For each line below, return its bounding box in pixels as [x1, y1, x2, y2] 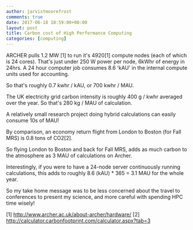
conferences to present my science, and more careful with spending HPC [6, 194, 183, 200]
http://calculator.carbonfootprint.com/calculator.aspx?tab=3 [6, 217, 151, 224]
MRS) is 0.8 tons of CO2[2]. [6, 135, 73, 141]
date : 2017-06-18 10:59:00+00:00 [6, 19, 88, 25]
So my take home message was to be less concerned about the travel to [6, 187, 180, 194]
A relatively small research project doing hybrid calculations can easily [6, 111, 176, 118]
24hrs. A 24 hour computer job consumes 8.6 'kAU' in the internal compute [6, 64, 188, 71]
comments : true [6, 14, 43, 20]
